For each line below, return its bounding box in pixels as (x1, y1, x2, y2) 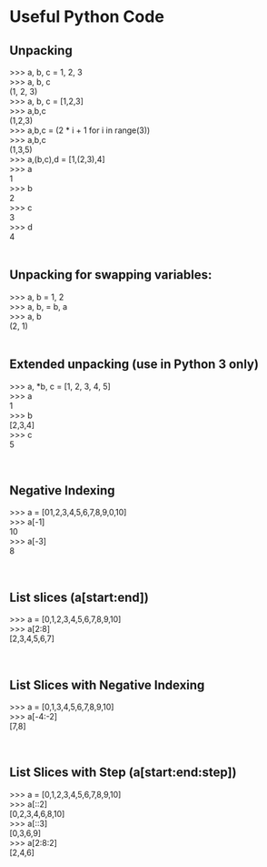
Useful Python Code (9, 6, 165, 27)
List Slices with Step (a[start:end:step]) (9, 765, 237, 780)
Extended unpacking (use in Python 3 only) (9, 357, 259, 372)
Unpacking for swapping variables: (9, 267, 213, 283)
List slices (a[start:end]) (9, 589, 150, 605)
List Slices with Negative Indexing (9, 677, 205, 693)
